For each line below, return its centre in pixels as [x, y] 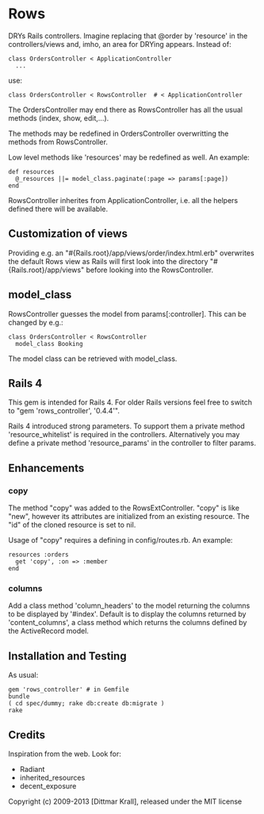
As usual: [23, 675]
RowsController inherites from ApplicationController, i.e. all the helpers [123, 200]
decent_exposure [48, 785]
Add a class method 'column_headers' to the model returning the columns [129, 606]
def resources [32, 171]
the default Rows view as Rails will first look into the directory [108, 261]
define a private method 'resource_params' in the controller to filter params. [132, 443]
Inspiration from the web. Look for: [65, 754]
